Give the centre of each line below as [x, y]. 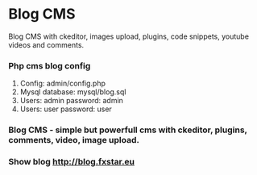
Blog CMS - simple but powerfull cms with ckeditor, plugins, [128, 130]
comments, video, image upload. [74, 140]
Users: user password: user [66, 109]
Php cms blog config [50, 65]
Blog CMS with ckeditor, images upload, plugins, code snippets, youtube [129, 36]
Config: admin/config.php [63, 83]
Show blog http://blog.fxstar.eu [72, 162]
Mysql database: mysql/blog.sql [73, 92]
